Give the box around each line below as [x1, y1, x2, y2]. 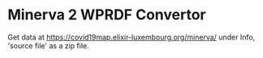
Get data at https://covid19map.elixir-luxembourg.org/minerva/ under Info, [7, 32, 256, 42]
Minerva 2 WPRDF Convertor [7, 6, 206, 24]
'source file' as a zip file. [7, 40, 90, 50]
